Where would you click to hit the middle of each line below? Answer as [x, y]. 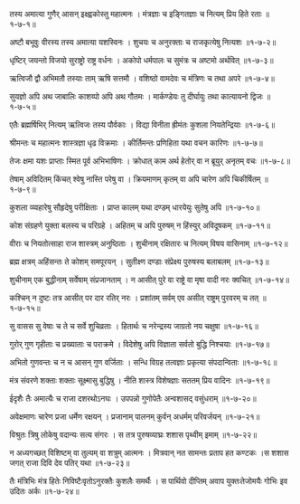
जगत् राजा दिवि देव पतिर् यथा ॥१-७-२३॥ [70, 463]
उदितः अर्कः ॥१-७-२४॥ [44, 491]
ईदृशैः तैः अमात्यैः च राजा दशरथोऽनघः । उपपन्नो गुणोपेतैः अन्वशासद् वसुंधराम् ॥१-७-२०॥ [133, 399]
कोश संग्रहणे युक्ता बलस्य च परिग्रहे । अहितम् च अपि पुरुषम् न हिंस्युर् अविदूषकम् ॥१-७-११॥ [140, 225]
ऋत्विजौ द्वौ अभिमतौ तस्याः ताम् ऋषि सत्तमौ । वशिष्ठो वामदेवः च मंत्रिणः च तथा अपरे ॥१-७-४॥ [142, 78]
